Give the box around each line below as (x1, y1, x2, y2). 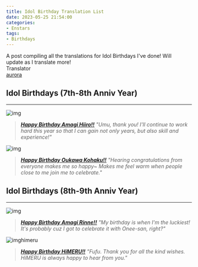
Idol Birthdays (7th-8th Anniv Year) (6, 88, 138, 98)
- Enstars (6, 25, 31, 31)
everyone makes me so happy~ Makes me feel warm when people (20, 162, 183, 170)
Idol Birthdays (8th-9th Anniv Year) (6, 186, 138, 196)
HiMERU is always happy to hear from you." (20, 254, 128, 261)
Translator (6, 65, 31, 71)
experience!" (20, 133, 52, 141)
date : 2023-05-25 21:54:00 (6, 14, 72, 20)
